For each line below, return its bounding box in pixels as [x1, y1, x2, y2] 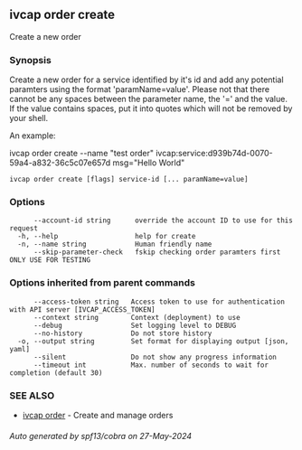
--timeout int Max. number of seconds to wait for [33, 361, 269, 370]
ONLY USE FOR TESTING [9, 256, 91, 265]
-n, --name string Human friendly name [17, 239, 212, 249]
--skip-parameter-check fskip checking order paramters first [33, 248, 281, 257]
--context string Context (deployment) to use [33, 313, 241, 322]
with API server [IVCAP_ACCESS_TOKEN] [9, 305, 156, 314]
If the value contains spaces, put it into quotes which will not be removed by [9, 103, 293, 114]
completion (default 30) [9, 368, 103, 378]
